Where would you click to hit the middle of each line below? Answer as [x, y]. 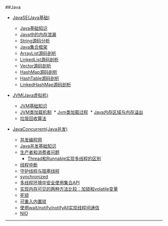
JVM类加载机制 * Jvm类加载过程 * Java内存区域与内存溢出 [81, 112]
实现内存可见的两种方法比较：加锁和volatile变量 [69, 189]
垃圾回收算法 [33, 118]
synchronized [34, 177]
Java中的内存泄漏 [38, 34]
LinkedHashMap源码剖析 [45, 84]
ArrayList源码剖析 [38, 53]
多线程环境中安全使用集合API [50, 183]
